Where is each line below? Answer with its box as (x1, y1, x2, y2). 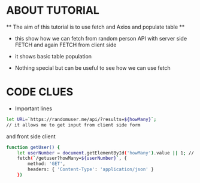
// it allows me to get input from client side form (6, 122, 141, 128)
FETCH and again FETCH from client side (14, 41, 117, 48)
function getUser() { (6, 144, 60, 150)
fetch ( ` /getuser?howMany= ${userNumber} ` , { (17, 156, 128, 162)
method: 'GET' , (28, 161, 66, 167)
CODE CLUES (6, 85, 74, 99)
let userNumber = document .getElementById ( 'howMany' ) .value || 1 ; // (17, 150, 195, 156)
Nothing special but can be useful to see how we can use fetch (14, 64, 171, 72)
